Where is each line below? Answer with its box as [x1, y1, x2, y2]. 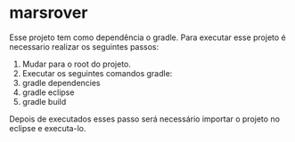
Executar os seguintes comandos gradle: [21, 67, 173, 78]
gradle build [21, 96, 67, 106]
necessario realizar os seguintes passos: [9, 41, 160, 51]
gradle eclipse [21, 87, 75, 98]
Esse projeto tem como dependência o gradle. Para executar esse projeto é [9, 32, 287, 43]
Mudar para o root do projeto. [21, 59, 132, 69]
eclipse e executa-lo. [9, 122, 86, 133]
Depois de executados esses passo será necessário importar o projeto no [9, 114, 281, 124]
